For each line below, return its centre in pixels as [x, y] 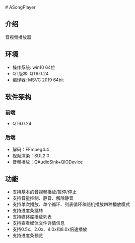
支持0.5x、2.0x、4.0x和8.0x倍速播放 [50, 230]
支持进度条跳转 [28, 211]
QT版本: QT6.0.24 [30, 73]
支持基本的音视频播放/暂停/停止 [44, 192]
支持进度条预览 [28, 236]
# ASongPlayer [20, 7]
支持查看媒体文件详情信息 [38, 223]
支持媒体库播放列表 [32, 217]
